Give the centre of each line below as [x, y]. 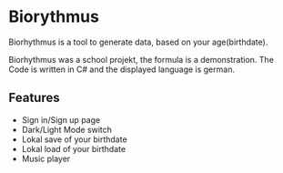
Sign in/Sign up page [61, 119]
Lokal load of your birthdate [74, 148]
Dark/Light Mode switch [67, 129]
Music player [46, 158]
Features [34, 98]
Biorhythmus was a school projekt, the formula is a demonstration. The [141, 59]
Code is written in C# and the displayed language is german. [122, 69]
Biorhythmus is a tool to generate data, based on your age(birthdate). [138, 42]
